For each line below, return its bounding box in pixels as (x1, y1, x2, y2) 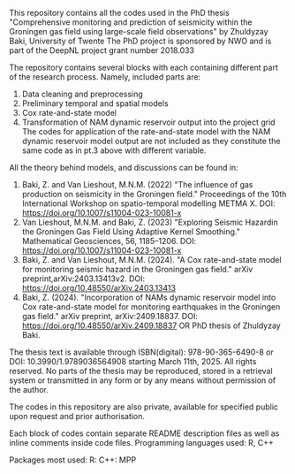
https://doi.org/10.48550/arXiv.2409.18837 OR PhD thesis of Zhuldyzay (21, 320, 281, 331)
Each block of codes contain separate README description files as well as (9, 428, 280, 439)
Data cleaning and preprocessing (21, 88, 143, 99)
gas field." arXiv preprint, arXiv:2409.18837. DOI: (21, 311, 199, 321)
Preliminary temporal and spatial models (21, 98, 170, 109)
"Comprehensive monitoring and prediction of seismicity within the (9, 17, 253, 27)
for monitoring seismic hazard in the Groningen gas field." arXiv (21, 264, 253, 274)
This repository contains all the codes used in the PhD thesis (9, 8, 230, 18)
